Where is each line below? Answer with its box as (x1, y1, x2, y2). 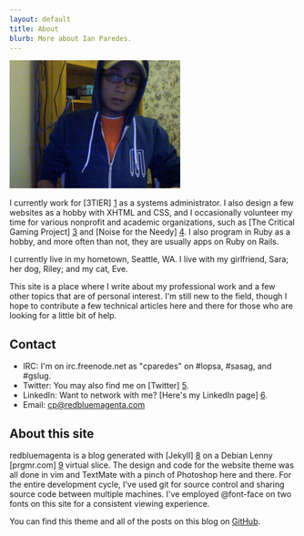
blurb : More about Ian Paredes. (9, 34, 132, 43)
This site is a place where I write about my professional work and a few (9, 281, 276, 292)
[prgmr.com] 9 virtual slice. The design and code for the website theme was (9, 460, 294, 470)
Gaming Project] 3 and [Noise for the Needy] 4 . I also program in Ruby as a (9, 227, 291, 238)
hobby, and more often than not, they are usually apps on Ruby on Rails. (9, 237, 279, 248)
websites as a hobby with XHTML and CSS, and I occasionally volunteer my (9, 207, 293, 218)
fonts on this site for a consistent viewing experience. (9, 499, 210, 509)
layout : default (9, 15, 71, 24)
